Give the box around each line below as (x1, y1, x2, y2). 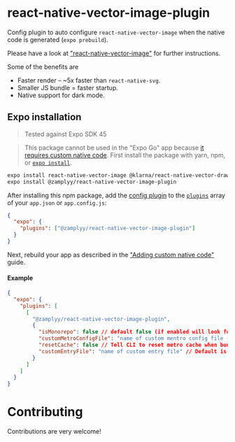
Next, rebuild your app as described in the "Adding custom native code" (7, 250, 215, 259)
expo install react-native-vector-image (7, 171, 127, 179)
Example (7, 274, 34, 283)
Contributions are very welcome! (7, 427, 101, 436)
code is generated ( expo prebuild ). (7, 35, 108, 43)
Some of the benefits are (7, 62, 79, 71)
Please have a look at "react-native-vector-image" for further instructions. (7, 49, 221, 57)
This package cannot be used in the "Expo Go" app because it (24, 143, 204, 152)
